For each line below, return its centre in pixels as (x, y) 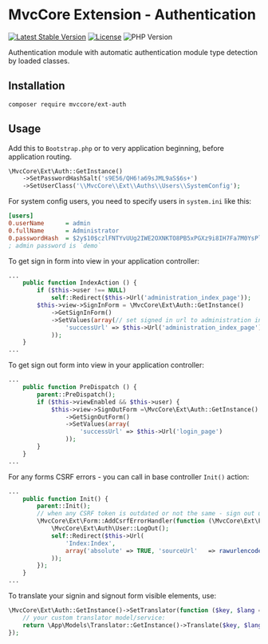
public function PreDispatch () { (80, 388)
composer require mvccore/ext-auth (67, 104)
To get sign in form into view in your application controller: (104, 260)
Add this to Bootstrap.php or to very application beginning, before (116, 148)
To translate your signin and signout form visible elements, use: (112, 596)
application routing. (40, 157)
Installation (37, 86)
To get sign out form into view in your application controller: (106, 365)
